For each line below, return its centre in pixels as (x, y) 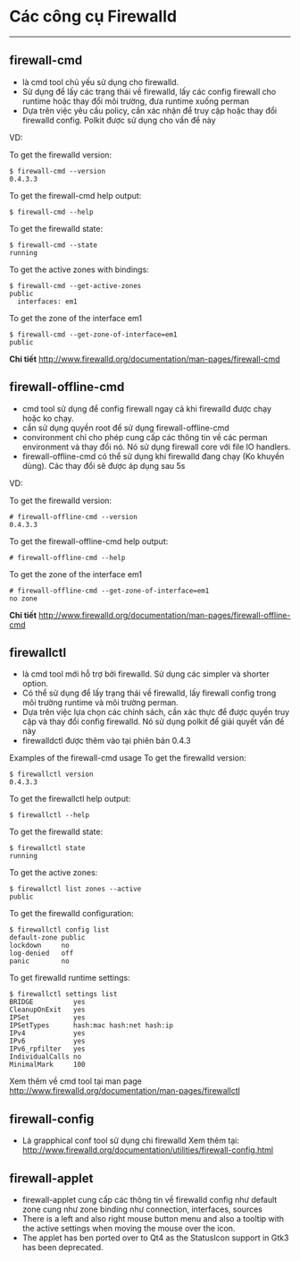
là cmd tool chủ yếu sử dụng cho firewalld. (100, 81)
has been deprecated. (63, 1247)
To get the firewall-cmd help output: (75, 195)
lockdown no (39, 946)
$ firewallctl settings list (63, 994)
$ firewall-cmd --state (54, 245)
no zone (24, 598)
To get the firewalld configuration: (71, 914)
